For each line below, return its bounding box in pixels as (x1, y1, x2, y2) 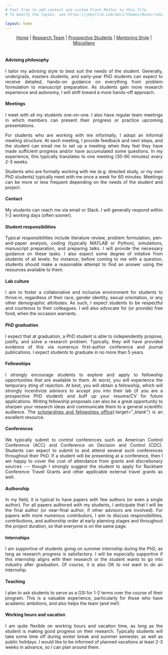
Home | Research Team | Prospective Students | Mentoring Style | (16, 35, 152, 41)
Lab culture (5, 278, 29, 284)
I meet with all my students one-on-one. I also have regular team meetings (5, 112, 163, 118)
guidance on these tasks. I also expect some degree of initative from (5, 251, 163, 257)
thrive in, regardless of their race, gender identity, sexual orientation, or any (5, 295, 163, 301)
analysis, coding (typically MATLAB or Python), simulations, (29, 240, 163, 246)
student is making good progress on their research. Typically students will (5, 628, 163, 634)
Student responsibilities (5, 224, 56, 230)
